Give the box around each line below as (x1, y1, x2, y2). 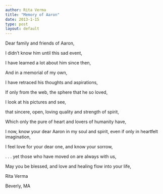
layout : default (5, 26, 39, 31)
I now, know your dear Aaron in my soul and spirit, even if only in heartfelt (5, 129, 158, 135)
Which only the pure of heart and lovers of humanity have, (5, 119, 127, 125)
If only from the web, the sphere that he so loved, (5, 89, 108, 95)
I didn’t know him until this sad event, (5, 50, 82, 56)
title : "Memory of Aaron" (5, 12, 60, 17)
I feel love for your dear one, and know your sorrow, (5, 144, 113, 150)
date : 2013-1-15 (5, 17, 39, 22)
